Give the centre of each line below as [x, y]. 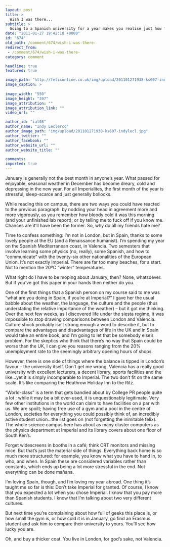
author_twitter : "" [26, 136]
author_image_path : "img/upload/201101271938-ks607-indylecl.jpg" [77, 131]
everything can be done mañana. [40, 472]
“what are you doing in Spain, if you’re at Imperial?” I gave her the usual [80, 298]
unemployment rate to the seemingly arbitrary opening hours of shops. [79, 351]
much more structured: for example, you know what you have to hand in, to [83, 456]
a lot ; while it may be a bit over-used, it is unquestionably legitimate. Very [82, 398]
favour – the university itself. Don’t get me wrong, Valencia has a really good [84, 366]
